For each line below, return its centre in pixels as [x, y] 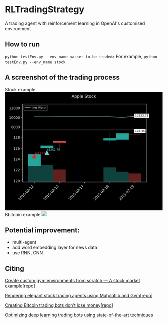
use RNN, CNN [28, 253]
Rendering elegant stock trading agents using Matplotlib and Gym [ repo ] [79, 296]
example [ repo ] [20, 286]
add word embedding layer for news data [55, 248]
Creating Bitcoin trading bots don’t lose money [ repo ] [59, 305]
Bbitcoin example [23, 214]
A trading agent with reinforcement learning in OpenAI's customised [75, 23]
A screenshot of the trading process [62, 77]
